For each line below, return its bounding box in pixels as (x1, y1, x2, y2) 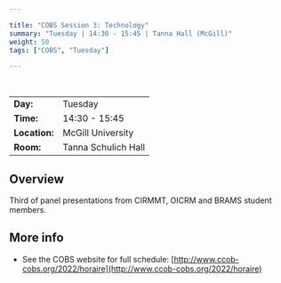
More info (9, 230, 64, 246)
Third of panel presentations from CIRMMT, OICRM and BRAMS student (9, 195, 272, 206)
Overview (9, 171, 65, 187)
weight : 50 (9, 37, 50, 46)
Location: (13, 126, 54, 139)
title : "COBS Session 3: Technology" (9, 20, 149, 29)
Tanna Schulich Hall (61, 141, 145, 154)
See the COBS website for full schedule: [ (21, 254, 175, 264)
